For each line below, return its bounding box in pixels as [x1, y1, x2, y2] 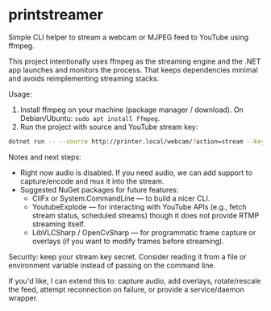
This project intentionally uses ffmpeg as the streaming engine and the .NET [8, 56, 261, 66]
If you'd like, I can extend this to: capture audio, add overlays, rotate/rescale [8, 276, 261, 285]
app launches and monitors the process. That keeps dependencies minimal [8, 64, 258, 74]
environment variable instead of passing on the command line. [8, 260, 216, 270]
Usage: [8, 89, 32, 98]
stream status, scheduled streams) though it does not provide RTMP [31, 210, 260, 220]
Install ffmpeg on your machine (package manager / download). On [19, 105, 244, 114]
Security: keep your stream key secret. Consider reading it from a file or [8, 251, 248, 261]
